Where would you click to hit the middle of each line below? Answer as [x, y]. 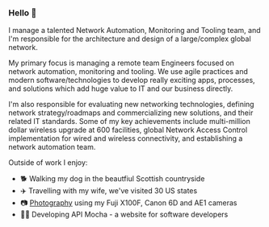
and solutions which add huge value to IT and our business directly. [121, 89]
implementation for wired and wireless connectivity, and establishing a [126, 138]
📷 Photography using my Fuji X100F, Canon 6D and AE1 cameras [128, 203]
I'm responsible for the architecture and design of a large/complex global [130, 39]
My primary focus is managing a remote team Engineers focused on [121, 63]
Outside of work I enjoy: [48, 163]
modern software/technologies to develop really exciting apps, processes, [132, 80]
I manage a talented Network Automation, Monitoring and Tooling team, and [134, 31]
